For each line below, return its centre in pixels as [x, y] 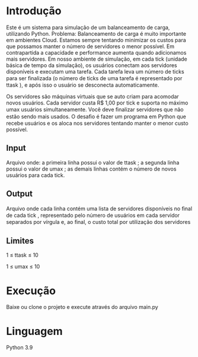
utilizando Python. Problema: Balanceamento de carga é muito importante [96, 33]
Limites [20, 241]
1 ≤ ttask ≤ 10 [22, 255]
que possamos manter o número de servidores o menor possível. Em [90, 46]
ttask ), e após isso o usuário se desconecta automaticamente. [83, 85]
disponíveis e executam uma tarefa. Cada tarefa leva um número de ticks [95, 71]
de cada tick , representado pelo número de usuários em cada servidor [93, 215]
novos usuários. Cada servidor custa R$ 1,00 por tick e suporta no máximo [97, 103]
